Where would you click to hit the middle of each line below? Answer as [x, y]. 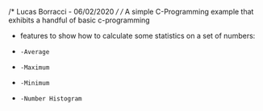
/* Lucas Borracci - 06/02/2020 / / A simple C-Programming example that [131, 12]
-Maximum [35, 68]
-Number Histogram [51, 99]
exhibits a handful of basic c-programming [79, 20]
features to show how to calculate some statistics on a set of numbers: [138, 36]
